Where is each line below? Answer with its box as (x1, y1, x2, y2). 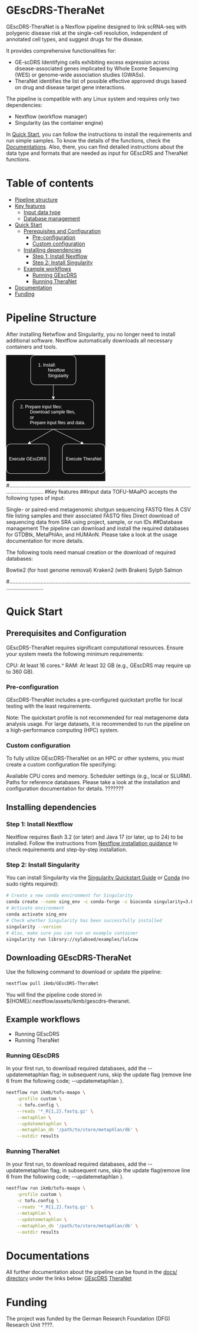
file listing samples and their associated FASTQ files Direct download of (6, 512, 180, 519)
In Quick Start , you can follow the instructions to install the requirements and (6, 131, 192, 138)
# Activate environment (6, 905, 65, 911)
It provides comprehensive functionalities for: (6, 47, 117, 54)
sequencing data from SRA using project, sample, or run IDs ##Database (6, 518, 183, 525)
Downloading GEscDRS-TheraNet (6, 953, 131, 963)
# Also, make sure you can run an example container (6, 930, 138, 936)
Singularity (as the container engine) (14, 119, 104, 126)
